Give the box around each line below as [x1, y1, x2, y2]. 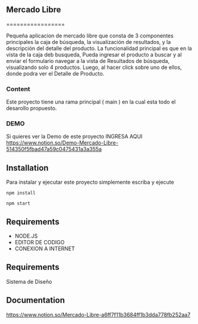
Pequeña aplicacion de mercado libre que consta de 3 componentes [6, 32, 174, 39]
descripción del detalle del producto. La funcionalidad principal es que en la [6, 45, 192, 52]
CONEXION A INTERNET [14, 245, 76, 252]
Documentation [6, 295, 65, 306]
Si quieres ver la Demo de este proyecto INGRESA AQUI [6, 133, 143, 140]
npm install [6, 190, 36, 196]
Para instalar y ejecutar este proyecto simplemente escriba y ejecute [6, 178, 174, 186]
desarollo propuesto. [6, 105, 57, 112]
